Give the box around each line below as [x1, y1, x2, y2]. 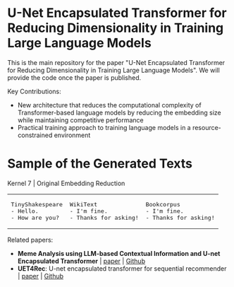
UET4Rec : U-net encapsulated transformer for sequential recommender [17, 264, 227, 273]
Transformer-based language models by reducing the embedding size [17, 108, 222, 117]
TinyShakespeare [11, 200, 63, 208]
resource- [192, 123, 222, 131]
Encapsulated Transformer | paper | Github [17, 257, 146, 265]
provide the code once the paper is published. [7, 73, 142, 82]
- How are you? [11, 213, 60, 221]
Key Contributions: [7, 87, 61, 95]
